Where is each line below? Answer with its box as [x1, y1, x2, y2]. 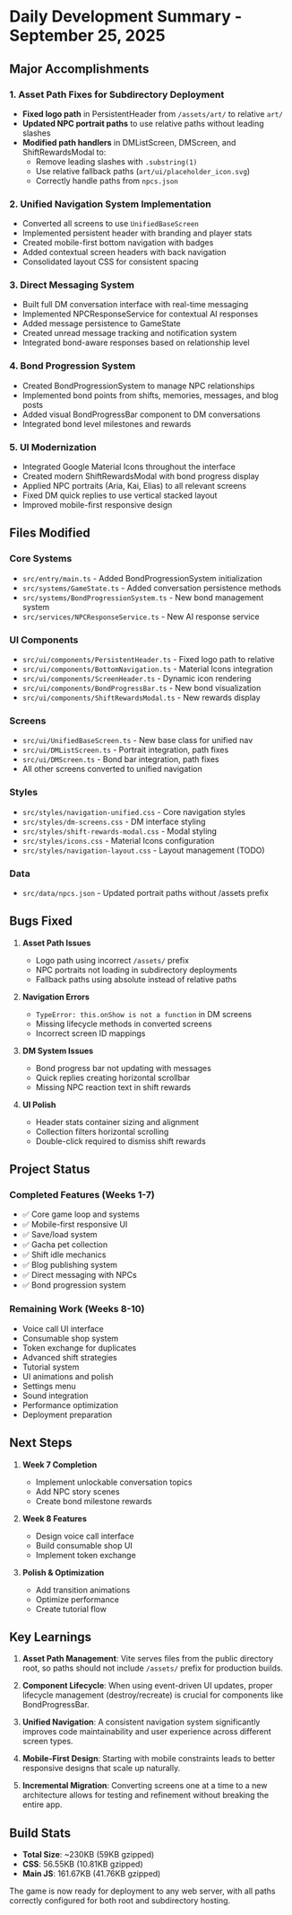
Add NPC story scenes [35, 1485, 120, 1497]
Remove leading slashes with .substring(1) [35, 155, 198, 167]
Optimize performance [35, 1593, 119, 1605]
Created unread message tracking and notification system [21, 328, 237, 339]
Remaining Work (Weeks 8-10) [9, 1303, 145, 1316]
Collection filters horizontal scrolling [35, 1126, 169, 1137]
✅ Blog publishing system [21, 1260, 118, 1271]
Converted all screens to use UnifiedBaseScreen [21, 218, 200, 229]
